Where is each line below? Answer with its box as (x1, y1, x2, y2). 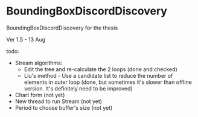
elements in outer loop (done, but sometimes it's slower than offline (24, 78, 192, 86)
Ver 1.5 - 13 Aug (6, 36, 46, 43)
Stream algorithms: (14, 59, 63, 66)
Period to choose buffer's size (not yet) (14, 104, 113, 111)
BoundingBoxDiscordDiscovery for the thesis (6, 24, 118, 31)
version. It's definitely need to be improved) (24, 84, 133, 92)
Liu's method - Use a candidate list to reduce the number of (24, 72, 173, 79)
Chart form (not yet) (14, 91, 65, 98)
